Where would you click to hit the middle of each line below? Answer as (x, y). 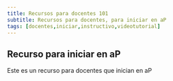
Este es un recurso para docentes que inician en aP (80, 71)
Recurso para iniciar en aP (64, 54)
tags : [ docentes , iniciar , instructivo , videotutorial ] (84, 26)
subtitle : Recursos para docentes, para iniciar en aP (87, 20)
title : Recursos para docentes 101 (58, 13)
